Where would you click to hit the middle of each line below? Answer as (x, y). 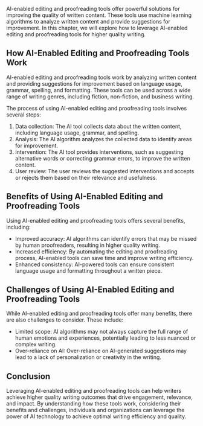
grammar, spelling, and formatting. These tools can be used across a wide (98, 90)
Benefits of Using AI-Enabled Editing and (85, 196)
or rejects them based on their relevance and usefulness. (86, 177)
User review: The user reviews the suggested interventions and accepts (105, 171)
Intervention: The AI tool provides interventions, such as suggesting (99, 152)
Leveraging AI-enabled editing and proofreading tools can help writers (94, 391)
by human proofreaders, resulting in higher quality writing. (87, 245)
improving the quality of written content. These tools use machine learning (99, 15)
